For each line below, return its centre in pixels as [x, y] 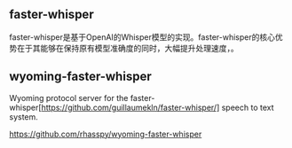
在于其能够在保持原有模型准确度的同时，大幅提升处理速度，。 [127, 48]
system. [24, 117]
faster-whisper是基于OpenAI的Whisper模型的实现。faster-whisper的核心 [142, 37]
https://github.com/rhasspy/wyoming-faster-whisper [106, 134]
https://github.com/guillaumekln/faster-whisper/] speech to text [158, 107]
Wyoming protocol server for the [69, 97]
